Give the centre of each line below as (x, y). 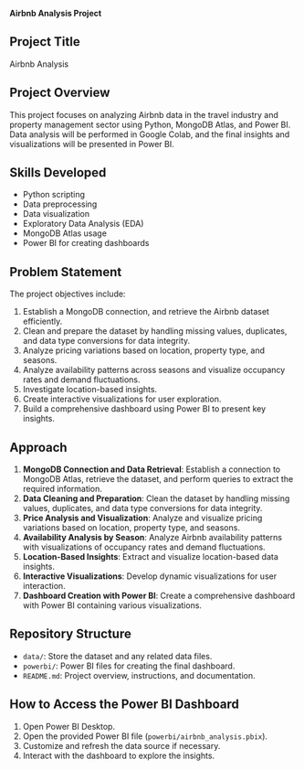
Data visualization (56, 214)
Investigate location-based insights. (90, 390)
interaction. (44, 586)
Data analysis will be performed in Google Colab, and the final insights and (150, 134)
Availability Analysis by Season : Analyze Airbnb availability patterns (152, 538)
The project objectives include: (68, 294)
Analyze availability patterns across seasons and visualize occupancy (154, 370)
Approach (38, 447)
